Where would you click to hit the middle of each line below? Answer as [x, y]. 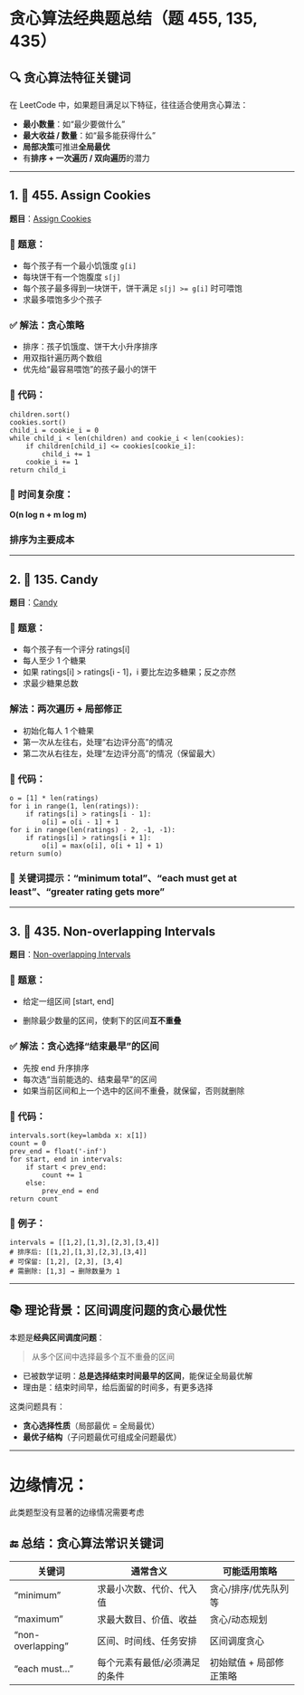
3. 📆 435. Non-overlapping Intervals [113, 931]
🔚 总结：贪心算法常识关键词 [87, 1543]
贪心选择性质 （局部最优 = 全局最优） [91, 1426]
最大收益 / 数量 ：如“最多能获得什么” [89, 135]
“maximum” [38, 1619]
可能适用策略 [250, 1571]
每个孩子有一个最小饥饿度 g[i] [80, 266]
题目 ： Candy [33, 602]
